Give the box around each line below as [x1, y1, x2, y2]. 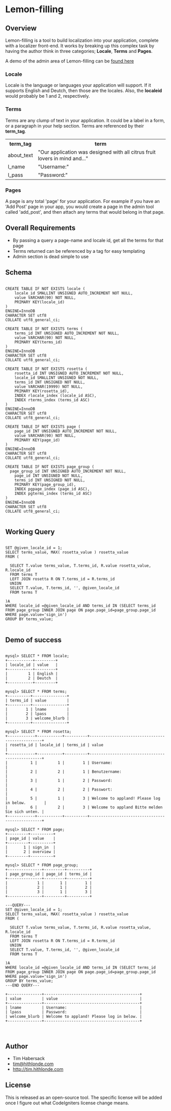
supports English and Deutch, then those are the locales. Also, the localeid [5, 87, 162, 94]
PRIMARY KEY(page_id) [14, 437, 60, 443]
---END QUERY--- [5, 983, 40, 988]
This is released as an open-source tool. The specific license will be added [5, 1094, 162, 1100]
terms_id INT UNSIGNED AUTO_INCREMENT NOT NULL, [14, 331, 120, 336]
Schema [5, 268, 32, 277]
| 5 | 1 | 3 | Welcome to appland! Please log [5, 796, 160, 801]
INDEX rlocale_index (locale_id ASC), [14, 393, 97, 398]
